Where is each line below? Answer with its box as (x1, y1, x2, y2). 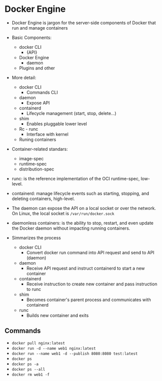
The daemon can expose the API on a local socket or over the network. (11, 205, 156, 211)
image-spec (19, 155, 44, 161)
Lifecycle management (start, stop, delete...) (26, 110, 117, 116)
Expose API (26, 100, 50, 105)
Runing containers (19, 137, 56, 142)
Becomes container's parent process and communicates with (26, 297, 151, 303)
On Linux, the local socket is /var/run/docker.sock (11, 210, 114, 216)
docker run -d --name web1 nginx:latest (11, 346, 96, 351)
